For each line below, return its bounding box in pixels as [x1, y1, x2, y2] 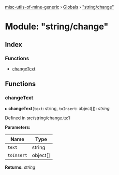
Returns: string [5, 164, 35, 170]
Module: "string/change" [5, 21, 109, 32]
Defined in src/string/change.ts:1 [5, 115, 70, 121]
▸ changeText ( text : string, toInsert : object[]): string [5, 105, 110, 111]
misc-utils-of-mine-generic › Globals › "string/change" [5, 4, 114, 10]
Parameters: [5, 124, 30, 130]
